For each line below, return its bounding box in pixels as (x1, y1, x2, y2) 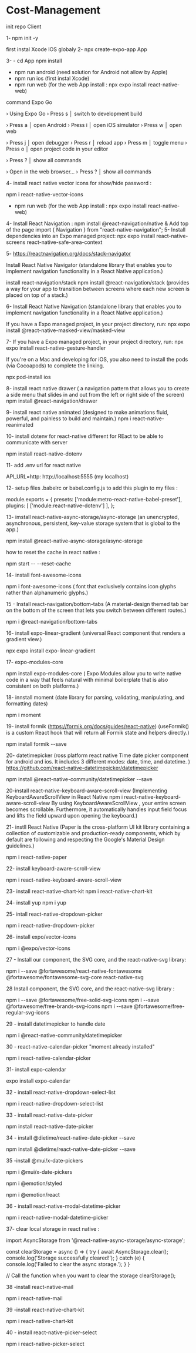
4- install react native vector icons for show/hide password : (6, 179, 151, 186)
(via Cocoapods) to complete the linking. (6, 362, 104, 369)
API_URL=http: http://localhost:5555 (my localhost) (6, 473, 129, 480)
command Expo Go (6, 98, 53, 106)
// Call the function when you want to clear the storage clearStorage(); (6, 1272, 176, 1279)
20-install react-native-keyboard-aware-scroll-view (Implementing (6, 787, 167, 794)
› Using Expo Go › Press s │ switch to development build (6, 110, 143, 117)
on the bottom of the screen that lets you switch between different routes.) (6, 607, 187, 614)
